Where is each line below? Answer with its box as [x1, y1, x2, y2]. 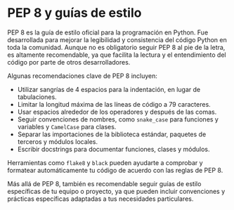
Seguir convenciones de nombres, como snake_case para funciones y [17, 114, 219, 124]
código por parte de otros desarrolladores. [7, 58, 131, 66]
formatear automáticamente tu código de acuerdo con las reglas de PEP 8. [7, 166, 223, 174]
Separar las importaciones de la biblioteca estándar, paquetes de [17, 130, 207, 138]
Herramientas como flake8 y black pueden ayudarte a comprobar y [7, 158, 203, 166]
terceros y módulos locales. [17, 137, 98, 145]
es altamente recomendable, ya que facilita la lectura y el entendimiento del [7, 51, 226, 59]
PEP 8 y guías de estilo [7, 5, 142, 21]
